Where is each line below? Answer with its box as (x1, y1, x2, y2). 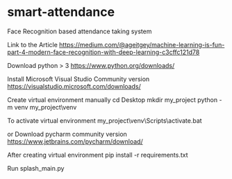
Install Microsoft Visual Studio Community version (7, 74, 150, 83)
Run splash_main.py (7, 164, 65, 172)
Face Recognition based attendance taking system (7, 27, 152, 35)
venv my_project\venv (14, 103, 77, 111)
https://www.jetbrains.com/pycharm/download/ (7, 137, 144, 146)
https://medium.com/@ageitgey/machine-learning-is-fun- (58, 40, 225, 49)
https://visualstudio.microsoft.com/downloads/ (7, 82, 141, 90)
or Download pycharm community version (7, 130, 127, 138)
